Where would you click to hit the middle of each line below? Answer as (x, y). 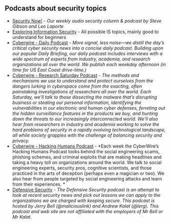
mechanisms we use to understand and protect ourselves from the (83, 80)
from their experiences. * (39, 184)
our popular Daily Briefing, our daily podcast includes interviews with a (87, 53)
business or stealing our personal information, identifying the (77, 103)
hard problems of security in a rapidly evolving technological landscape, (89, 130)
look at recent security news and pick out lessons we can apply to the (86, 195)
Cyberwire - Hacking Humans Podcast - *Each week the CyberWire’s (85, 146)
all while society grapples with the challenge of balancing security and (87, 135)
